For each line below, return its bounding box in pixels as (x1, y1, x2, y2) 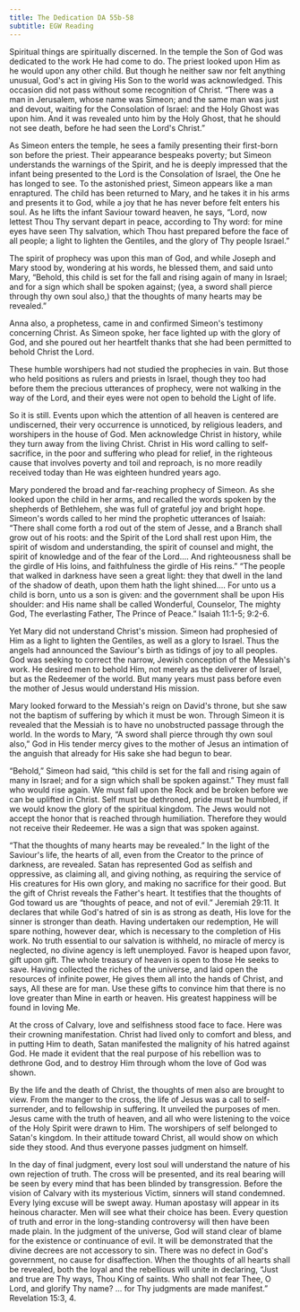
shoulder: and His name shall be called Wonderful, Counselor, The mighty (9, 599, 281, 609)
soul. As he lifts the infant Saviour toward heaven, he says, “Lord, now (9, 206, 268, 217)
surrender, (9, 1103, 47, 1114)
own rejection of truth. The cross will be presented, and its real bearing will (9, 1168, 286, 1179)
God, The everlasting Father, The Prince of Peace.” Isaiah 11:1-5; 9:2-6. (9, 608, 270, 619)
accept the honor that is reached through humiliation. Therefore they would (9, 813, 287, 824)
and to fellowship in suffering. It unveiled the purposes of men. (48, 1103, 280, 1114)
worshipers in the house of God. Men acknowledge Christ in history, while (9, 428, 282, 440)
